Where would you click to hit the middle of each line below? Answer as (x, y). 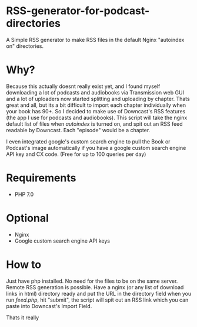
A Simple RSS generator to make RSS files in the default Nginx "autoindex (95, 40)
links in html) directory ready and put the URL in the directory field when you (99, 293)
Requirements (41, 178)
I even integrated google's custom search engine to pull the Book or (88, 141)
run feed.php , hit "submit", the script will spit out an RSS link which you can (97, 300)
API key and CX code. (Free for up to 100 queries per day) (76, 154)
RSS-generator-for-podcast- (78, 11)
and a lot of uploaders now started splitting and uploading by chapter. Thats (98, 99)
